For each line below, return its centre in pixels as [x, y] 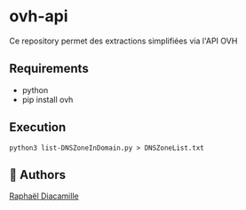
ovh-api [39, 16]
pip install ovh [48, 99]
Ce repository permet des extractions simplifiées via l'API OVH [123, 41]
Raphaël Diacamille [44, 196]
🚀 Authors [38, 175]
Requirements [49, 69]
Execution [38, 127]
